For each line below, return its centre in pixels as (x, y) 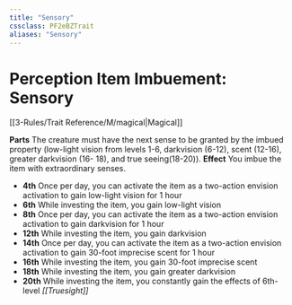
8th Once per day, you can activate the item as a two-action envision (150, 214)
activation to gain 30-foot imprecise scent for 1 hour (119, 253)
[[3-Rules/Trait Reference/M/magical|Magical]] (96, 123)
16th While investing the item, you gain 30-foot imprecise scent (140, 262)
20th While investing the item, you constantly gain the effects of (141, 281)
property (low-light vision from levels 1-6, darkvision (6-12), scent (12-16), (146, 150)
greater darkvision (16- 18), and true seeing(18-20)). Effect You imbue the (146, 159)
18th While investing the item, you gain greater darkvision (129, 272)
